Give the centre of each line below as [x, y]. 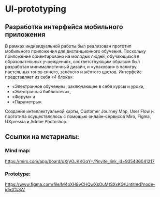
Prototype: [18, 174]
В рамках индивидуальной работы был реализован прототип [68, 46]
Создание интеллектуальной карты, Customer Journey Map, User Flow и [79, 111]
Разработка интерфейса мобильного [64, 27]
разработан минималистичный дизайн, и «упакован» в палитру [71, 67]
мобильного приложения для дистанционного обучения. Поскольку [75, 51]
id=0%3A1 [15, 189]
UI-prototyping [36, 9]
